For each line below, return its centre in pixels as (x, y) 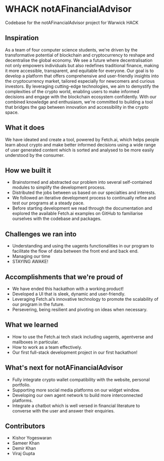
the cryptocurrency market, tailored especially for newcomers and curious (80, 81)
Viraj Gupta (23, 454)
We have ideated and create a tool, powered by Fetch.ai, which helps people (82, 139)
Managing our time (31, 256)
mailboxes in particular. (35, 342)
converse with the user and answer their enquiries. (63, 411)
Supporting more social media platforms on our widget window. (76, 390)
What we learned (32, 325)
